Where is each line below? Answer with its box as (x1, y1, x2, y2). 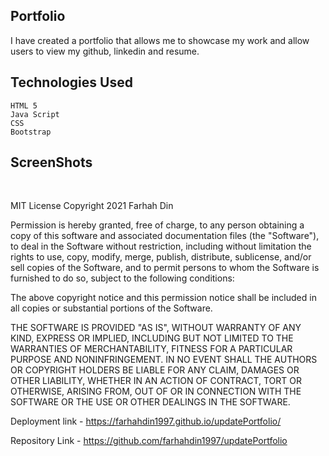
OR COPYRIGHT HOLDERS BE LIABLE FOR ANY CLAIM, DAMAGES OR (10, 364, 300, 376)
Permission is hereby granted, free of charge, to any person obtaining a (10, 219, 305, 231)
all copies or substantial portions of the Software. (10, 302, 213, 314)
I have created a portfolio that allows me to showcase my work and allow (10, 34, 310, 46)
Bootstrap (10, 127, 52, 137)
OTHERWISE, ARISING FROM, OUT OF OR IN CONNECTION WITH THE (10, 385, 302, 398)
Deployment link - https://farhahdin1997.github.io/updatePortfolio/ (10, 415, 282, 428)
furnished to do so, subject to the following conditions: (10, 272, 235, 284)
